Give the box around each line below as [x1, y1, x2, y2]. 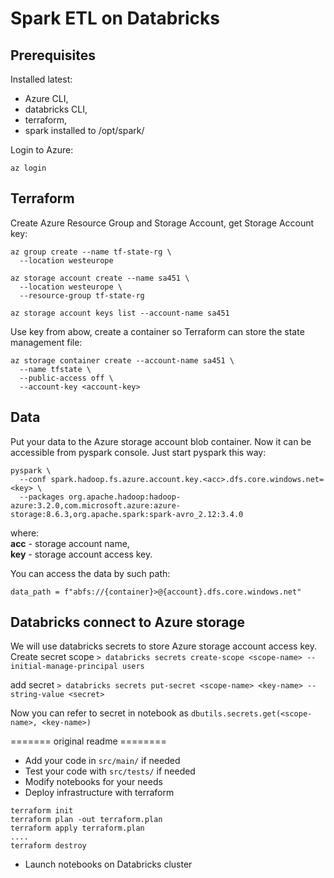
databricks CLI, [24, 103, 88, 115]
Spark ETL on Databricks [10, 7, 220, 30]
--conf [19, 474, 47, 484]
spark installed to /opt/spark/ [24, 125, 145, 136]
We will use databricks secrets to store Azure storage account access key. [10, 640, 317, 652]
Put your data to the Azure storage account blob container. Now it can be [10, 435, 312, 447]
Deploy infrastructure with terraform [24, 787, 175, 799]
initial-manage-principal [10, 662, 118, 672]
